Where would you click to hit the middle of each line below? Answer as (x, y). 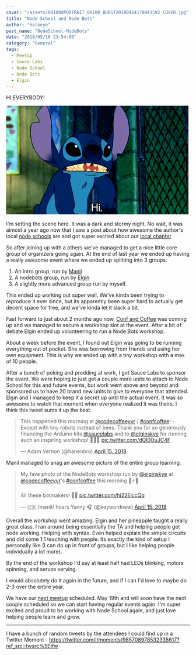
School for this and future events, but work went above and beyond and (92, 385)
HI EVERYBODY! (25, 98)
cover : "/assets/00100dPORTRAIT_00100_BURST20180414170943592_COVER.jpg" (98, 12)
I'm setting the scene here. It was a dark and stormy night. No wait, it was (94, 224)
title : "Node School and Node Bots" (50, 18)
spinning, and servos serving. (42, 569)
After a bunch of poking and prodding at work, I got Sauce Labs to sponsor (96, 373)
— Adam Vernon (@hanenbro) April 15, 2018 (73, 451)
